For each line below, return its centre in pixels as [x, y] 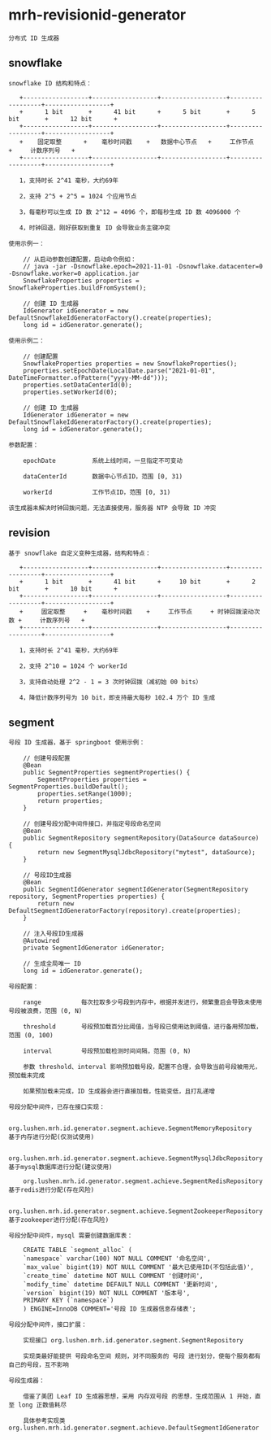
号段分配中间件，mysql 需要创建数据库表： [71, 1236]
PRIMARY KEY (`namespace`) [69, 1300]
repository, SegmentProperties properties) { [86, 897]
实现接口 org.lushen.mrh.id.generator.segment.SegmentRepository [133, 1341]
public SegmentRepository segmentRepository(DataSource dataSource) [141, 838]
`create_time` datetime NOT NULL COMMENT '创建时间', [114, 1276]
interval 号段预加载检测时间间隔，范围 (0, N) [107, 1051]
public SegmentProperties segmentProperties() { [107, 773]
